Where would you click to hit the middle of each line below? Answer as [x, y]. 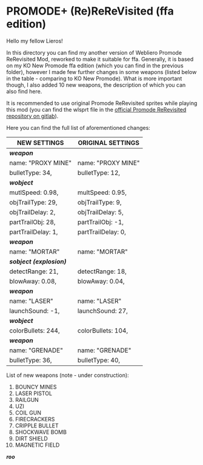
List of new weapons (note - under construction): [68, 375]
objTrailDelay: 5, [101, 212]
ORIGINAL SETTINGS [108, 143]
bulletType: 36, [31, 360]
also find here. [24, 91]
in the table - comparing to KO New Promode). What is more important [94, 78]
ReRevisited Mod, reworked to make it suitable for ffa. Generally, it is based [100, 59]
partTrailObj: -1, [101, 222]
